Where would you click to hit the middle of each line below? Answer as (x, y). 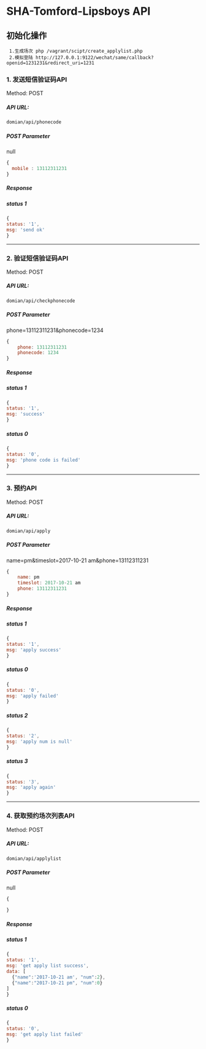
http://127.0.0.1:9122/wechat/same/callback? (95, 58)
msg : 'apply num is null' (39, 742)
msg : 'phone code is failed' (44, 460)
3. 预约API (22, 488)
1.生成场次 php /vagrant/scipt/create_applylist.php (76, 51)
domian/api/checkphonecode (41, 301)
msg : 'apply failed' (33, 696)
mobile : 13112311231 (40, 168)
